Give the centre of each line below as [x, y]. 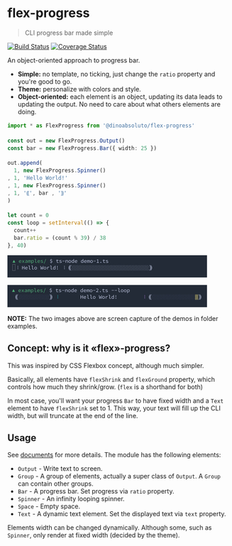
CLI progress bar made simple [69, 33]
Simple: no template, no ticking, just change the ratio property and [116, 74]
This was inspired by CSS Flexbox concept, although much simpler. [106, 365]
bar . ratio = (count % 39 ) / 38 [60, 238]
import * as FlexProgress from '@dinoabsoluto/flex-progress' [101, 126]
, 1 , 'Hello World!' [38, 178]
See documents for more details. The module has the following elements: [114, 455]
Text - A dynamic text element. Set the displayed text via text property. [122, 514]
